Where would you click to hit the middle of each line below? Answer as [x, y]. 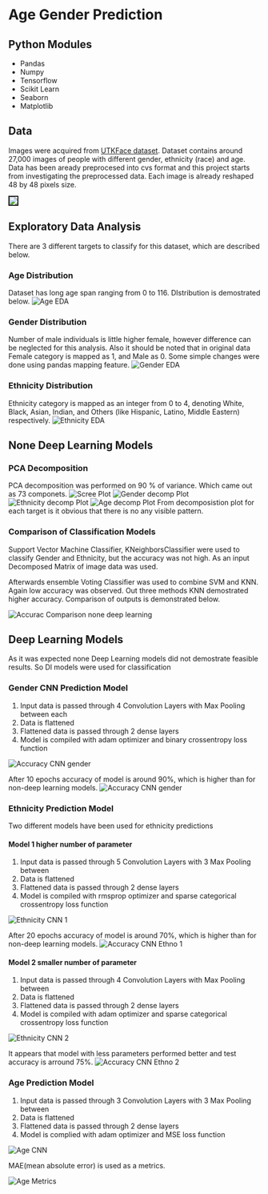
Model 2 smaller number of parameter [73, 962]
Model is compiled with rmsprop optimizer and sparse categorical [128, 896]
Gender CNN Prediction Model [68, 688]
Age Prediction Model [51, 1083]
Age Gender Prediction [86, 15]
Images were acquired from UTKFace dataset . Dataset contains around [126, 151]
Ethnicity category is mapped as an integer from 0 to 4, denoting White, [126, 403]
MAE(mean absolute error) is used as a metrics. [87, 1165]
